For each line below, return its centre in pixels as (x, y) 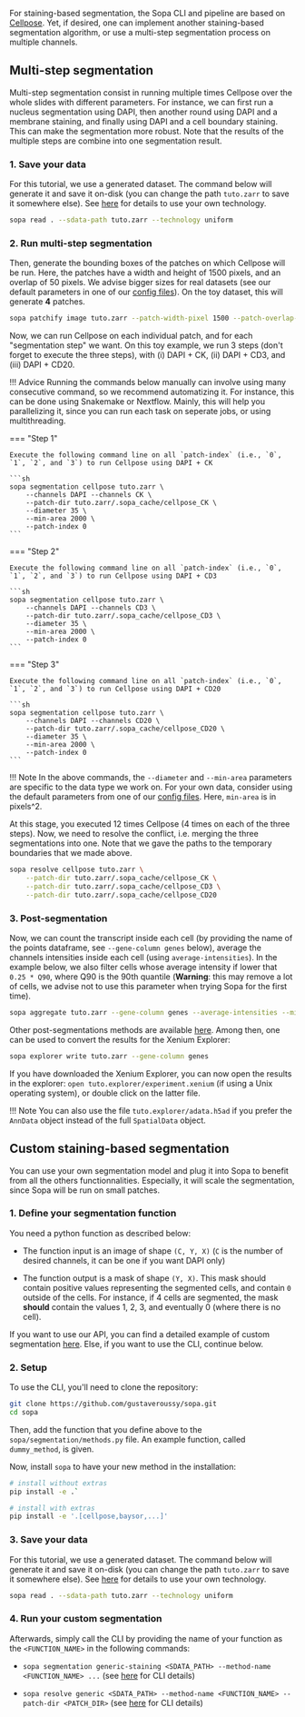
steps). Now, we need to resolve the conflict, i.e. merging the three (134, 834)
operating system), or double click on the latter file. (105, 1093)
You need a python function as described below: (100, 1233)
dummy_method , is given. (52, 1449)
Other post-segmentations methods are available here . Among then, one (145, 1029)
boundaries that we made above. (71, 853)
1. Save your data (48, 164)
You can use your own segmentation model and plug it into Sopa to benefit (149, 1170)
